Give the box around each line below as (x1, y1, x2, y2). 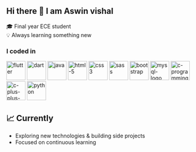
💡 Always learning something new (6, 31, 92, 38)
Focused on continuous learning (15, 138, 96, 146)
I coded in (6, 47, 36, 55)
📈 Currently (6, 113, 54, 123)
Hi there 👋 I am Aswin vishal (6, 6, 114, 16)
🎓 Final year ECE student (6, 22, 71, 30)
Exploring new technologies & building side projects (15, 132, 145, 139)
